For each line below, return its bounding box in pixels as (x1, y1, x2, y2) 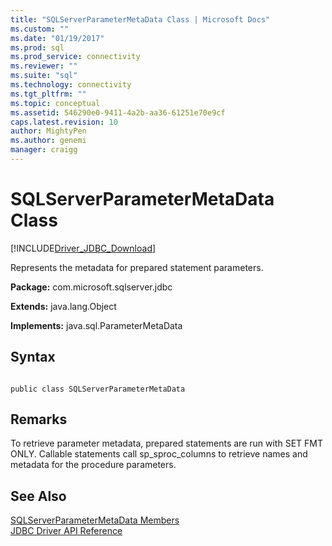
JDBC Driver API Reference (10, 525, 123, 537)
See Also (10, 487, 67, 505)
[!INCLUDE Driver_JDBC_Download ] (10, 242, 157, 254)
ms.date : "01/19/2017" (10, 33, 105, 43)
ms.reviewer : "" (10, 61, 78, 71)
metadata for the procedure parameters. (10, 459, 177, 471)
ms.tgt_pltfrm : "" (10, 89, 87, 99)
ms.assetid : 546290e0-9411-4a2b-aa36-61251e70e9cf (10, 107, 226, 118)
